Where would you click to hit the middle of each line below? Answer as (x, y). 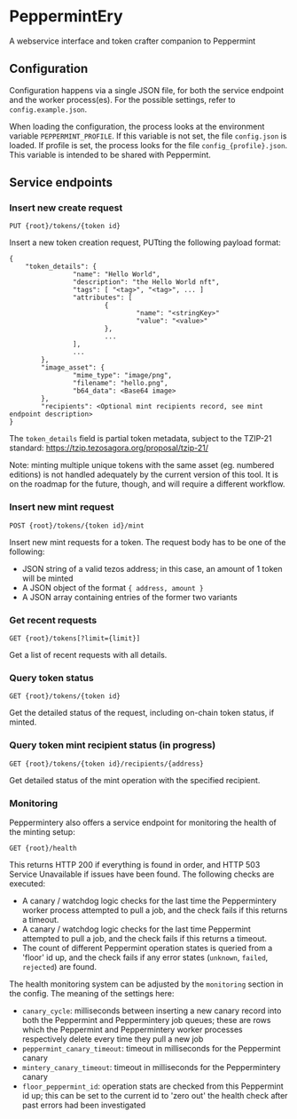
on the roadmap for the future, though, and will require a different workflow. (147, 484)
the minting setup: (42, 831)
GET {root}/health (43, 848)
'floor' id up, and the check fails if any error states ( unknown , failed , (145, 957)
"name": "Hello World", (117, 274)
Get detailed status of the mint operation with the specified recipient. (135, 780)
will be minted (47, 578)
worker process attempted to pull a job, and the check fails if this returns (155, 910)
